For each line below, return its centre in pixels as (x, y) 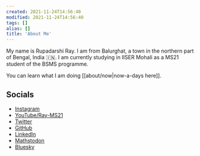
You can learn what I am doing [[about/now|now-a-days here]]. (84, 76)
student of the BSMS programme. (47, 64)
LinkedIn (25, 134)
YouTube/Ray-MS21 (39, 115)
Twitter (24, 121)
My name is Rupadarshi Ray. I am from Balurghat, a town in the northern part (100, 51)
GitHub (24, 128)
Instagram (27, 109)
